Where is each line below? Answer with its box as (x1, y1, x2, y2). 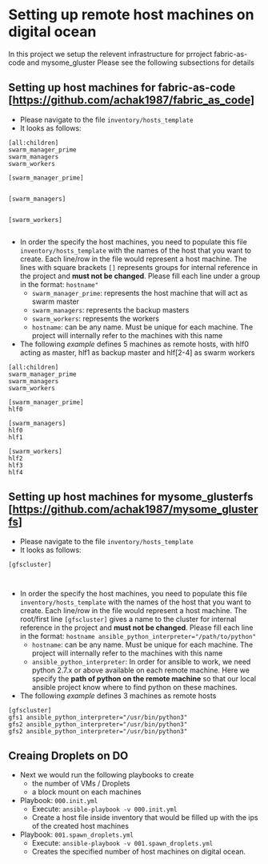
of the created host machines (31, 822, 130, 831)
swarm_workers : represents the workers (31, 313, 160, 323)
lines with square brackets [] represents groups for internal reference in (19, 262, 258, 272)
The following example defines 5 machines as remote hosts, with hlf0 (19, 339, 250, 349)
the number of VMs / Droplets (31, 779, 130, 789)
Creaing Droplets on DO (8, 749, 129, 762)
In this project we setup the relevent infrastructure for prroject (8, 49, 213, 59)
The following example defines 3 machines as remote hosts (19, 691, 217, 700)
